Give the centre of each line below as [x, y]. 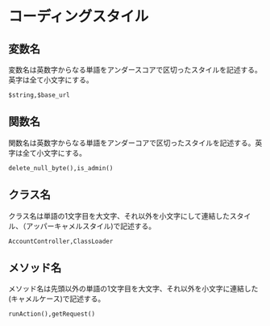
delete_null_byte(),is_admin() [61, 168]
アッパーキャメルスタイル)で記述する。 [91, 226]
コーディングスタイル [79, 17]
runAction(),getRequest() [52, 314]
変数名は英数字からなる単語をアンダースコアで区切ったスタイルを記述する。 [135, 70]
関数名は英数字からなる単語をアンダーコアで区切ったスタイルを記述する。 [132, 143]
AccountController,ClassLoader [61, 241]
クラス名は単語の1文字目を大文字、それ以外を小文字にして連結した [119, 215]
